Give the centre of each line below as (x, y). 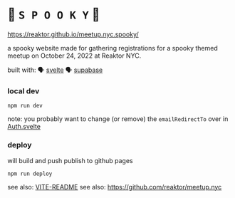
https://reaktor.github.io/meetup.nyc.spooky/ (73, 34)
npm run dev (25, 106)
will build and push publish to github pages (70, 160)
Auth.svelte (24, 127)
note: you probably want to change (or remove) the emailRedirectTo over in (118, 119)
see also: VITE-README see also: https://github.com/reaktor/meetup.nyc (115, 187)
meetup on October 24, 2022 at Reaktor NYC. (74, 56)
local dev (23, 90)
